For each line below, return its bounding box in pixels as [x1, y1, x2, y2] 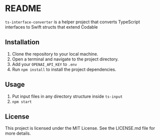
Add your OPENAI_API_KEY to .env [12, 61, 77, 67]
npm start [12, 99, 32, 104]
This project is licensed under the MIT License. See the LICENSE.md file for [5, 125, 155, 131]
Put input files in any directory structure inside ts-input [12, 93, 123, 99]
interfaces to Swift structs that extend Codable [5, 24, 98, 30]
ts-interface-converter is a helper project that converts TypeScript [5, 19, 140, 25]
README [5, 3, 42, 14]
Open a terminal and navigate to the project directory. [12, 56, 119, 62]
